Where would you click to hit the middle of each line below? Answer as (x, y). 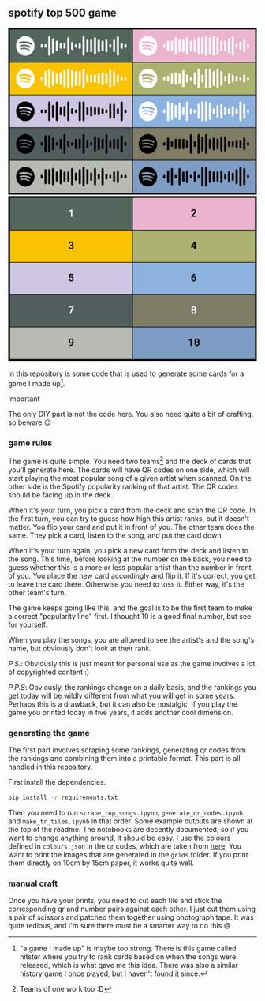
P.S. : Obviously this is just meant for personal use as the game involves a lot (132, 663)
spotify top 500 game (62, 13)
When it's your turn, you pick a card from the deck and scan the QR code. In (132, 510)
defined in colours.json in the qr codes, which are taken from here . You (125, 846)
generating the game (49, 733)
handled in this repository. (50, 767)
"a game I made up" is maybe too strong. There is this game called (128, 949)
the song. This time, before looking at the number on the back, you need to (130, 559)
